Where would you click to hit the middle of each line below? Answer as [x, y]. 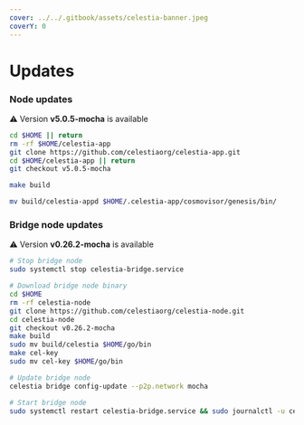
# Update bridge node [50, 378]
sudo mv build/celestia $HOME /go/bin [81, 345]
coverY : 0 [28, 26]
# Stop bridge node [46, 261]
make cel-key [34, 354]
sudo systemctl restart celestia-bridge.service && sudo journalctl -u [147, 411]
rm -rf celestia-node [50, 302]
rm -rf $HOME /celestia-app [60, 144]
